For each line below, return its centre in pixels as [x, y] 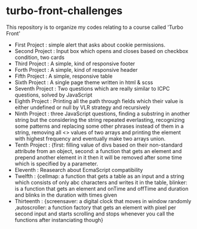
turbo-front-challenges [64, 11]
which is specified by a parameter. [56, 164]
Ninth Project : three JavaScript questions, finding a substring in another [102, 114]
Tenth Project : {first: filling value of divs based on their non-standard [98, 145]
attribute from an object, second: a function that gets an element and [98, 151]
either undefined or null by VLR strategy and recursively [82, 107]
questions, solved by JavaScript [54, 95]
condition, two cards [39, 57]
